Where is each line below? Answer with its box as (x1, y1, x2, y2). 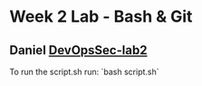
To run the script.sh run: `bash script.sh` (9, 66, 160, 77)
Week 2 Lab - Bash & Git (9, 6, 193, 27)
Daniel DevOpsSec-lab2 (9, 43, 148, 58)
